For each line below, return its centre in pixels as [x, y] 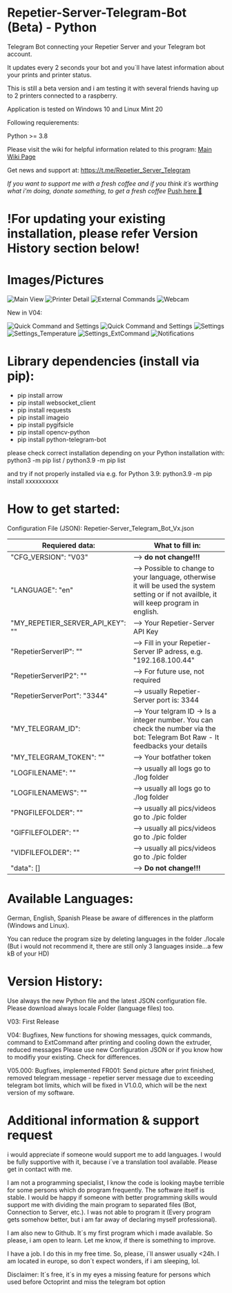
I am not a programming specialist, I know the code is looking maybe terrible [116, 1182]
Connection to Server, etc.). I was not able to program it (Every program [109, 1212]
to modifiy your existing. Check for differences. [74, 1057]
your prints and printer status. [49, 75]
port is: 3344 [177, 700]
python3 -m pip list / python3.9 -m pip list [66, 460]
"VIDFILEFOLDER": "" [45, 852]
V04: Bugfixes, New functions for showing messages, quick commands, [110, 1035]
